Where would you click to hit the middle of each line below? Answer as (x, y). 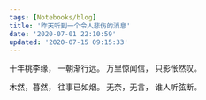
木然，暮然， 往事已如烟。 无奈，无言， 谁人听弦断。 (105, 87)
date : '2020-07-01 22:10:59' (63, 34)
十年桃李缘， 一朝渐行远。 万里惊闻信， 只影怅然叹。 (105, 68)
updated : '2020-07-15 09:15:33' (69, 42)
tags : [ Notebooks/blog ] (53, 17)
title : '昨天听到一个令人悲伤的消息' (70, 26)
